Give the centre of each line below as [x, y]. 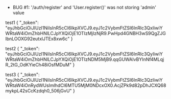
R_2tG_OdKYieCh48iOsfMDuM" [39, 65]
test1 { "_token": [22, 23]
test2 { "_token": [22, 48]
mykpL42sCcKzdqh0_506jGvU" [39, 91]
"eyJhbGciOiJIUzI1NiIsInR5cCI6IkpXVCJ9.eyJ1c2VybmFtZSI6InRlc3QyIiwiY [84, 54]
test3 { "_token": [22, 75]
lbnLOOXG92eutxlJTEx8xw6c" [38, 39]
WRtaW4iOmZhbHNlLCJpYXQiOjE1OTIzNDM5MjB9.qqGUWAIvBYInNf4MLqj [85, 59]
